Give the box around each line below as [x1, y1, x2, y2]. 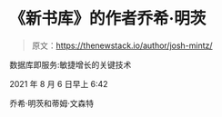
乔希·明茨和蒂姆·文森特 [9, 97, 95, 109]
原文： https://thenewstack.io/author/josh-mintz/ [31, 40, 213, 51]
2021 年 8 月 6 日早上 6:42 [9, 78, 108, 89]
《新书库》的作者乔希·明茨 [9, 8, 207, 29]
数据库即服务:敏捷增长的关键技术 [9, 59, 132, 70]
